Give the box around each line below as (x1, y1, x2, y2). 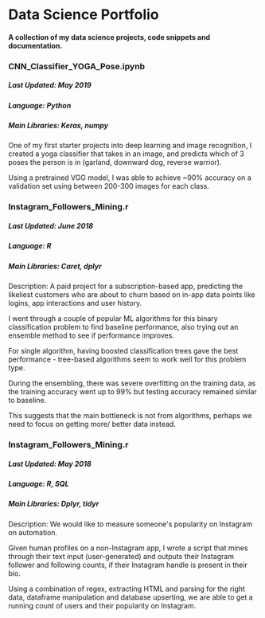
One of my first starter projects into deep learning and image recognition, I (8, 141, 252, 151)
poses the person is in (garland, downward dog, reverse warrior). (8, 158, 222, 167)
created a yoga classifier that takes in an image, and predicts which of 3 (8, 149, 245, 158)
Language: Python (8, 100, 72, 110)
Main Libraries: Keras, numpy (8, 121, 109, 131)
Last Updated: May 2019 (8, 80, 92, 90)
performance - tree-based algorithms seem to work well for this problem (8, 354, 247, 364)
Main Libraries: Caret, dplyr (8, 261, 102, 271)
